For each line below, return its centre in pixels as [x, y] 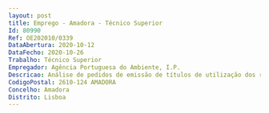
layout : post [30, 16]
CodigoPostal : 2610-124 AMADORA [62, 82]
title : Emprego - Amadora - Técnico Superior [85, 23]
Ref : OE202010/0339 [41, 38]
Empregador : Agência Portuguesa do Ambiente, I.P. [94, 68]
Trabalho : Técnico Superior [55, 60]
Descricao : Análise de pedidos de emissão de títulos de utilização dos [132, 75]
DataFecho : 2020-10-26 [46, 53]
